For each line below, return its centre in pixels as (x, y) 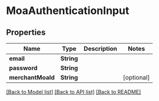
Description (100, 49)
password (23, 68)
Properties (26, 32)
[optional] (136, 77)
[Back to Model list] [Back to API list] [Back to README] (74, 92)
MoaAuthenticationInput (68, 11)
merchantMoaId (32, 77)
